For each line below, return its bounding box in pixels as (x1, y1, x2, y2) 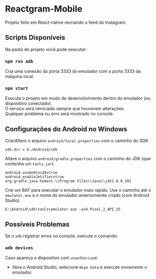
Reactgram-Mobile (5, 3, 83, 15)
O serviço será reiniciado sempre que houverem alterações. (5, 106, 125, 112)
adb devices (5, 245, 34, 250)
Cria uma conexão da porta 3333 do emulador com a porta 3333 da (5, 68, 141, 74)
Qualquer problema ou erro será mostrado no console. (5, 111, 114, 117)
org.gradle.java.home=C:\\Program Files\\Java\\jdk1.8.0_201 (5, 179, 132, 184)
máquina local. (5, 74, 35, 80)
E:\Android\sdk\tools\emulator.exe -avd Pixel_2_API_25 (5, 207, 121, 212)
